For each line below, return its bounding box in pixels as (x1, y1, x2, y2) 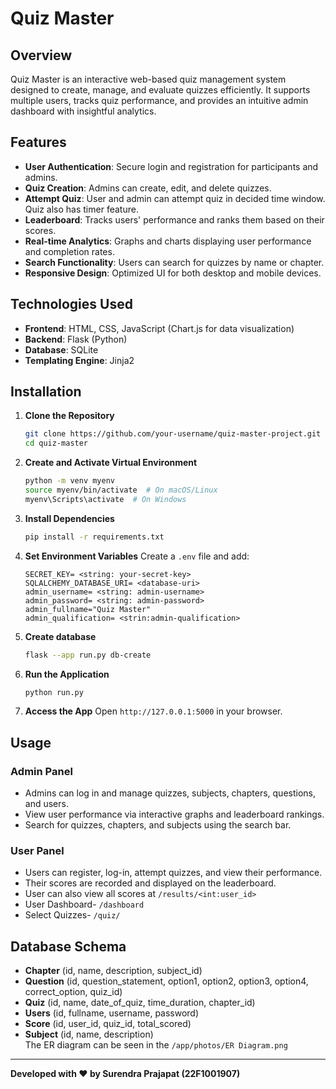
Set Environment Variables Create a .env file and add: (24, 550, 250, 562)
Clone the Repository (24, 410, 115, 422)
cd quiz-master (24, 438, 89, 449)
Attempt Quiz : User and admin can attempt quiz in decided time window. (24, 192, 326, 204)
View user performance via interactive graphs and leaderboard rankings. (24, 808, 325, 821)
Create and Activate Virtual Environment (24, 457, 198, 469)
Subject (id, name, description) (24, 1028, 154, 1041)
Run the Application (24, 668, 110, 680)
